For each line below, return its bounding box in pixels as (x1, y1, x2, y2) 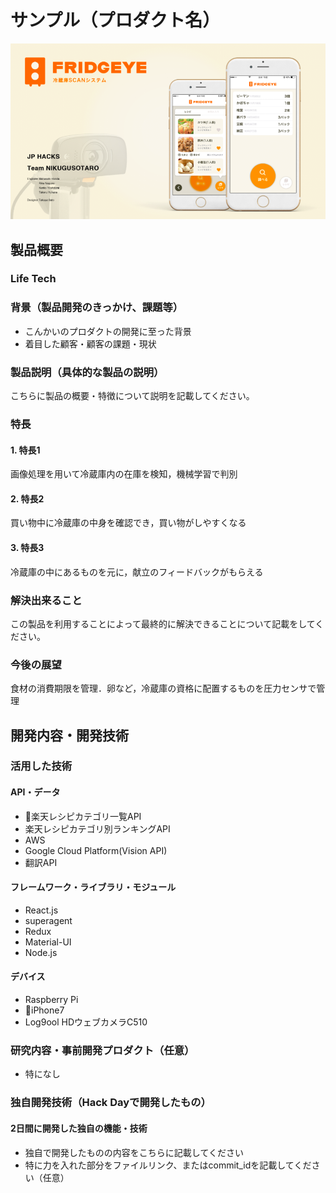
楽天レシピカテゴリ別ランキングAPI (24, 822, 171, 835)
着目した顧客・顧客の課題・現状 (24, 337, 157, 350)
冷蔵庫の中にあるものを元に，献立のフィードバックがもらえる (10, 566, 264, 578)
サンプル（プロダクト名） (10, 9, 221, 32)
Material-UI (24, 936, 72, 948)
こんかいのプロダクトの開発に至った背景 (24, 325, 192, 337)
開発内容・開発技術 (10, 727, 129, 744)
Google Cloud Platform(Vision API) (24, 844, 168, 856)
